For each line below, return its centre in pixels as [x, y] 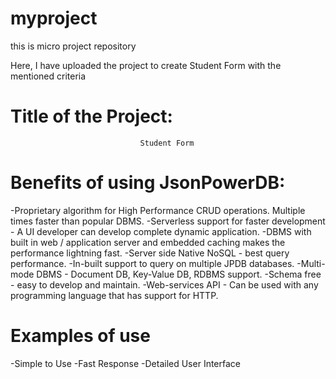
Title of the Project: [91, 116]
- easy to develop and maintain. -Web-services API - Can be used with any [164, 284]
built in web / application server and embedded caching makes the [148, 242]
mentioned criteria [48, 76]
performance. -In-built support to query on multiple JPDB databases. [152, 263]
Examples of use [80, 336]
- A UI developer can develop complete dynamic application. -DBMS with [161, 231]
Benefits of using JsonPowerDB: [148, 183]
